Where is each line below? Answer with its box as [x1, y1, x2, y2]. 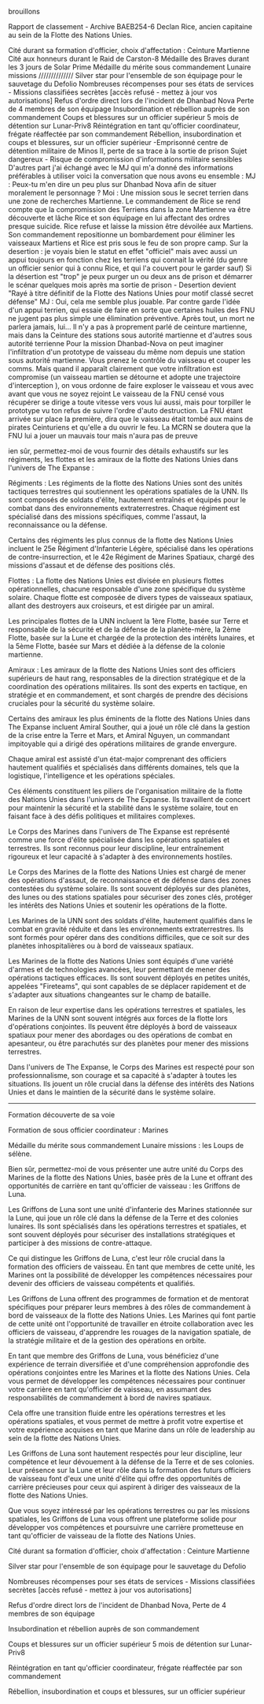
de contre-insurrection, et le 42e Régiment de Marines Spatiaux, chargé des [8, 552, 255, 561]
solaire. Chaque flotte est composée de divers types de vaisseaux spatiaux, [8, 593, 254, 602]
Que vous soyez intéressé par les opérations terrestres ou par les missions [8, 1506, 250, 1515]
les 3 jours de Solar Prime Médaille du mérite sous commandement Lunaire [8, 62, 251, 72]
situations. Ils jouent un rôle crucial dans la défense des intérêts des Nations [8, 1079, 255, 1088]
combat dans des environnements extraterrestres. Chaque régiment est [8, 504, 240, 513]
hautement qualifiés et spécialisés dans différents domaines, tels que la [8, 763, 240, 772]
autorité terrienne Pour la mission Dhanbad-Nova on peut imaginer [8, 339, 224, 348]
